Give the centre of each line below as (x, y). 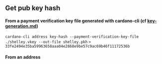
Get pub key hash (33, 8)
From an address (23, 57)
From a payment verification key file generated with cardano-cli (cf (76, 21)
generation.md (21, 26)
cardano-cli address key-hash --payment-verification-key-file (72, 37)
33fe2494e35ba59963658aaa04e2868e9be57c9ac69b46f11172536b (68, 46)
